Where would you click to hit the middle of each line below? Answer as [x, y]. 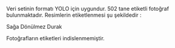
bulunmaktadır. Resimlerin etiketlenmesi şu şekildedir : [74, 15]
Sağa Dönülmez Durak [34, 27]
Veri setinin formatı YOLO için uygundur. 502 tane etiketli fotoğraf [88, 9]
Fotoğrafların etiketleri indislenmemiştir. [55, 38]
